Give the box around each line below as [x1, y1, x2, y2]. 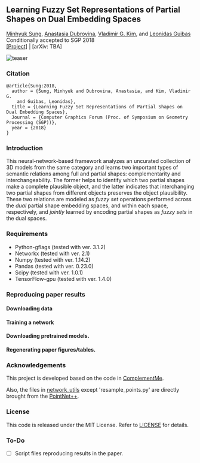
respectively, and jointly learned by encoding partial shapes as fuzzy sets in [6, 208, 193, 216]
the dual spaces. [6, 215, 47, 222]
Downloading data [6, 305, 53, 312]
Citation [6, 69, 30, 77]
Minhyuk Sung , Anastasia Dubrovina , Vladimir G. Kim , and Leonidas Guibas [6, 30, 191, 37]
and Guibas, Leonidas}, [17, 99, 76, 105]
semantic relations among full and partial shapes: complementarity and [6, 170, 181, 177]
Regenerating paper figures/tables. [6, 346, 96, 353]
